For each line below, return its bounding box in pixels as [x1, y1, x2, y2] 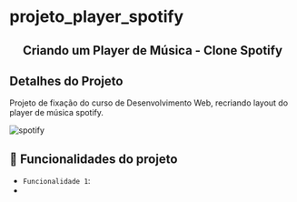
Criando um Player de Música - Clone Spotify [22, 43, 283, 58]
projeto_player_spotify [9, 6, 184, 27]
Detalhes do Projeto [9, 73, 124, 88]
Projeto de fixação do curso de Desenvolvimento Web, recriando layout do [9, 97, 289, 108]
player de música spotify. [9, 107, 104, 118]
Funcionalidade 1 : [22, 176, 91, 187]
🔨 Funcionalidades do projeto [9, 151, 178, 167]
